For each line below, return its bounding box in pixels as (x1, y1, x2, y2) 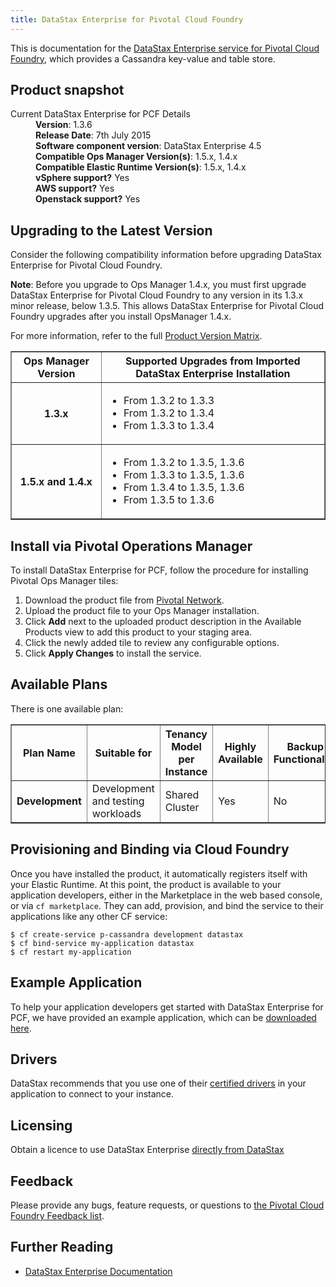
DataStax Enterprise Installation (135, 367, 291, 381)
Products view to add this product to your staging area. (24, 626, 253, 638)
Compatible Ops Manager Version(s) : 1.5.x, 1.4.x (35, 151, 238, 163)
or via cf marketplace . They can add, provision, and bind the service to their (10, 899, 324, 911)
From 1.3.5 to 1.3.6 (123, 493, 215, 507)
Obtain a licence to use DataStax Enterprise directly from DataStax (10, 1144, 285, 1156)
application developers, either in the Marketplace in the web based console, (10, 889, 323, 901)
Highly (224, 739, 257, 753)
